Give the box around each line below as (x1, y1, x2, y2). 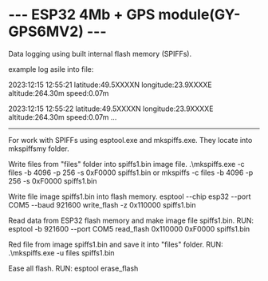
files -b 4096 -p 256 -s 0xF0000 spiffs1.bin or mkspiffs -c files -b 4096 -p (8, 168, 254, 177)
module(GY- (158, 6, 241, 24)
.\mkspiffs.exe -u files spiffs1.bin (8, 247, 115, 257)
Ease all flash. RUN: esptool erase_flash (8, 263, 139, 273)
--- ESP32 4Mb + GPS (8, 6, 156, 24)
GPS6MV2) (8, 22, 84, 41)
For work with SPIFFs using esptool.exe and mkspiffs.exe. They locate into (8, 135, 253, 144)
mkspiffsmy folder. (8, 144, 69, 153)
